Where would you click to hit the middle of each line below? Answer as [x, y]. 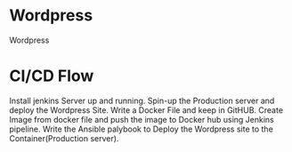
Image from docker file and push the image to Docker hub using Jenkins [142, 119]
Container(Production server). [64, 138]
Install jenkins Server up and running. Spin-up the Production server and [142, 100]
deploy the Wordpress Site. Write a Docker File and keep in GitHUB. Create [146, 110]
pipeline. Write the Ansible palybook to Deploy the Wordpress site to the [141, 129]
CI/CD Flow [52, 76]
